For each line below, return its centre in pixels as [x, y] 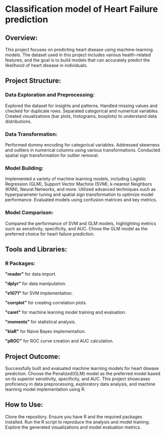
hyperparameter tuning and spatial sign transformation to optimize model [79, 195]
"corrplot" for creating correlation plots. [46, 303]
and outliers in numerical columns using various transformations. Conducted [83, 150]
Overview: [21, 38]
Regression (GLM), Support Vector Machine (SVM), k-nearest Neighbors [79, 184]
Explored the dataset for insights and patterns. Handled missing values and [81, 106]
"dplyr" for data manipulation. [36, 284]
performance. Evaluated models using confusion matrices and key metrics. [81, 200]
